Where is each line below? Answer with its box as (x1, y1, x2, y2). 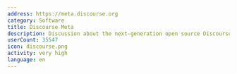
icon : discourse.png (7, 43, 68, 50)
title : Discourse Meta (7, 23, 74, 30)
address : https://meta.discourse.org (7, 10, 119, 18)
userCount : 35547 (7, 37, 59, 44)
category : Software (7, 17, 65, 24)
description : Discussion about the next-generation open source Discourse (7, 30, 232, 37)
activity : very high (7, 50, 68, 57)
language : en (7, 56, 46, 63)
